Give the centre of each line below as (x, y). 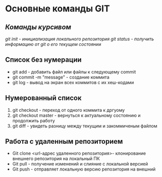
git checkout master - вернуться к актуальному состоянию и (76, 115)
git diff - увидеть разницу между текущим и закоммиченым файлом (85, 126)
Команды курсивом (38, 27)
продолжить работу (34, 120)
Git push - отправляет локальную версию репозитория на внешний (84, 169)
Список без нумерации (43, 60)
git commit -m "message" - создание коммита (61, 77)
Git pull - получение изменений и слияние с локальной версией (80, 164)
